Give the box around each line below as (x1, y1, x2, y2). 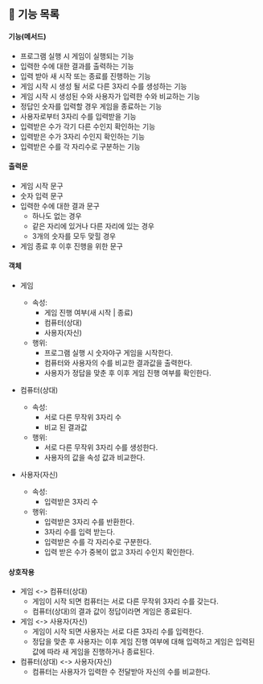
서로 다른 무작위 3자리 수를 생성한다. (43, 443, 158, 452)
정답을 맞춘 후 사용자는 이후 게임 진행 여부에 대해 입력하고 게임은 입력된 (31, 637, 256, 646)
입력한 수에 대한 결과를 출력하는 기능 (19, 61, 134, 71)
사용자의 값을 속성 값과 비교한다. (43, 453, 146, 462)
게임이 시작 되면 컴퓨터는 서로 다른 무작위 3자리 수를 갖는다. (31, 596, 219, 606)
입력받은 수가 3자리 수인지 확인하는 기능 (19, 131, 146, 141)
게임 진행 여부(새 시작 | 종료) (43, 308, 134, 317)
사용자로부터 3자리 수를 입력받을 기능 (19, 111, 137, 121)
